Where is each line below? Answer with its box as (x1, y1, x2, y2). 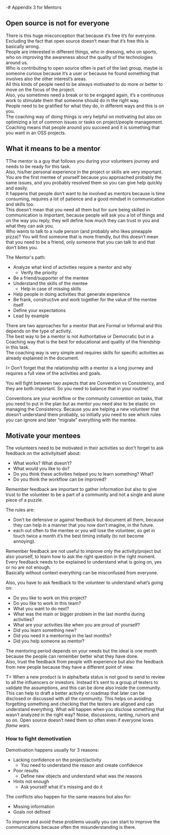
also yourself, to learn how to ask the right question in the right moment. (6, 553, 156, 560)
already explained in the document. (6, 355, 79, 361)
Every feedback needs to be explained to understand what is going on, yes (6, 559, 162, 565)
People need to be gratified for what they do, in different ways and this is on (6, 103, 164, 109)
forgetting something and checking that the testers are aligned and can (6, 701, 154, 707)
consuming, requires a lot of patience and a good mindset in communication (6, 196, 165, 202)
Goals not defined (13, 809, 51, 815)
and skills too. (6, 201, 35, 207)
